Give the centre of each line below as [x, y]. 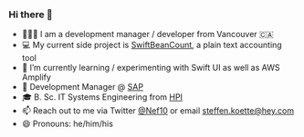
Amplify [37, 77]
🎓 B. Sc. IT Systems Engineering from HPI [102, 97]
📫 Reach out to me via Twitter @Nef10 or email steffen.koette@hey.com [157, 111]
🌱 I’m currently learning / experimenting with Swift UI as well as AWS [151, 68]
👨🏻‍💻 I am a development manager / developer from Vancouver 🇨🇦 [148, 34]
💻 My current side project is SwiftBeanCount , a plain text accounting [152, 45]
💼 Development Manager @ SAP [82, 87]
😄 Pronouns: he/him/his [67, 124]
